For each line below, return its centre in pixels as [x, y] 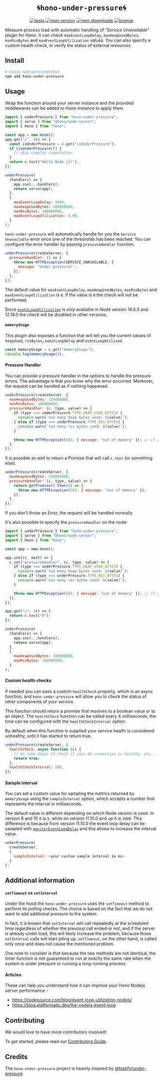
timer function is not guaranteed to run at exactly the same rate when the [78, 958]
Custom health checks [28, 680]
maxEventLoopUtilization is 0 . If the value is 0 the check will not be [72, 295]
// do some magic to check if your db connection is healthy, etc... [86, 754]
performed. [16, 300]
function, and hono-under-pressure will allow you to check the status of [76, 696]
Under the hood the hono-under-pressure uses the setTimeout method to [77, 904]
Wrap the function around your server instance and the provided [69, 103]
